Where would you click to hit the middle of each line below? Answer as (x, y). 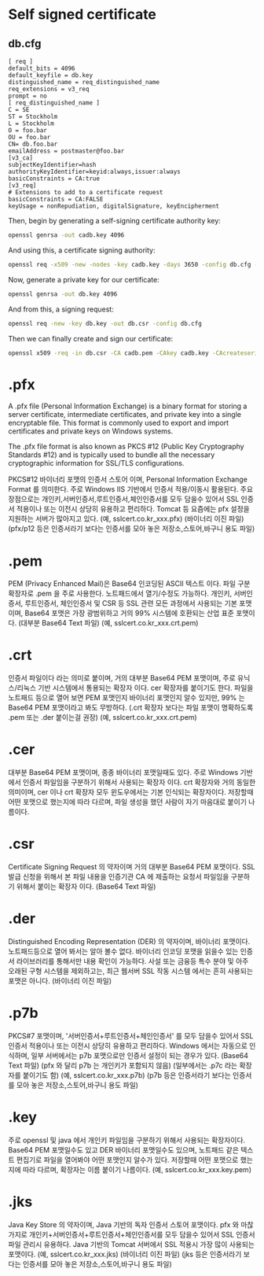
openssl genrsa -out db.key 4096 (63, 294)
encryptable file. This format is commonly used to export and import (119, 423)
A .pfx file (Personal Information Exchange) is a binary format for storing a (128, 406)
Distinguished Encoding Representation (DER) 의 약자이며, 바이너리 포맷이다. (129, 941)
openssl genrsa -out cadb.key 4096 (66, 235)
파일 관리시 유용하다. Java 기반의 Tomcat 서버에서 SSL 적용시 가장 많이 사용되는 (132, 1244)
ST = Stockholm (33, 116)
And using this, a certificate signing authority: (82, 250)
